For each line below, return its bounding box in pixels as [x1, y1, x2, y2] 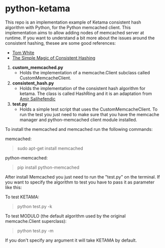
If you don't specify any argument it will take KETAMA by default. [5, 237, 137, 243]
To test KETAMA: [5, 194, 39, 200]
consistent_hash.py [12, 80, 54, 86]
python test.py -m [17, 227, 54, 234]
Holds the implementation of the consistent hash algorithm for [19, 85, 146, 91]
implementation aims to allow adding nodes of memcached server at [5, 30, 144, 35]
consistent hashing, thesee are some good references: [5, 40, 116, 46]
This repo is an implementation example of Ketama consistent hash [5, 19, 141, 25]
